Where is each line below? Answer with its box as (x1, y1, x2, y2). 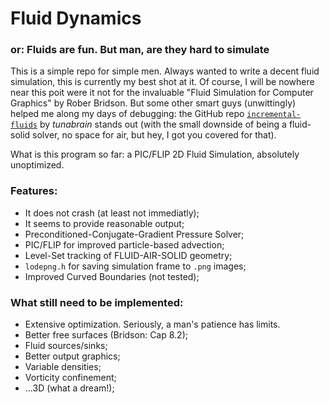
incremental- (246, 110, 302, 120)
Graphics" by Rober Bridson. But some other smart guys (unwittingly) (10, 97, 297, 109)
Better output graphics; (24, 350, 121, 362)
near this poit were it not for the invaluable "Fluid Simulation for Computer (10, 87, 314, 99)
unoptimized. (10, 159, 65, 171)
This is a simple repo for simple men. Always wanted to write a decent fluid (10, 65, 320, 77)
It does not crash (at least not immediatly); (24, 207, 200, 219)
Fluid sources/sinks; (24, 340, 108, 352)
